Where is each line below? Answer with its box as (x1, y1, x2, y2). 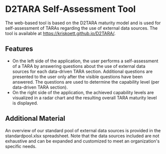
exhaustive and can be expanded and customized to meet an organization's (5, 138, 160, 144)
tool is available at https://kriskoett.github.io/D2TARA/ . (5, 30, 116, 36)
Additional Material (5, 114, 65, 123)
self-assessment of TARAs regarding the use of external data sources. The (5, 25, 158, 31)
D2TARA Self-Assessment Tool (5, 3, 136, 15)
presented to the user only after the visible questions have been (12, 73, 143, 80)
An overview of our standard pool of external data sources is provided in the (5, 127, 161, 133)
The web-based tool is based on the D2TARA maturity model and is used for (5, 20, 161, 26)
